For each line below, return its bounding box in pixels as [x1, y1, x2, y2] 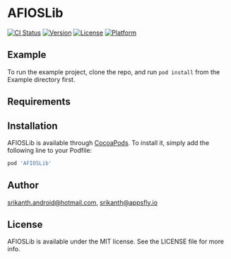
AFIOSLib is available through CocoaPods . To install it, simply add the [7, 138, 210, 146]
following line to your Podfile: [7, 146, 93, 154]
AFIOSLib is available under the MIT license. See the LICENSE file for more [7, 237, 225, 246]
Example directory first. [7, 75, 76, 84]
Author [7, 179, 39, 192]
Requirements [7, 96, 71, 108]
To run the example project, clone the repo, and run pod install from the [7, 67, 220, 76]
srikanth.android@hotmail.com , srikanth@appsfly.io [7, 198, 158, 207]
